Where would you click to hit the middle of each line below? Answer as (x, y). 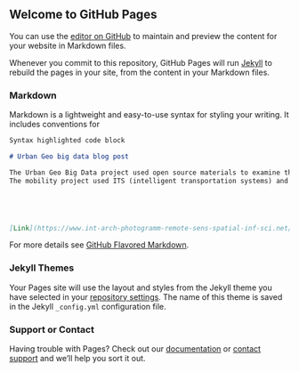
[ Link (19, 228)
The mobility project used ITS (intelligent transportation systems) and (149, 181)
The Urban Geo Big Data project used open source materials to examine (145, 173)
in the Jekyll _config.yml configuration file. (88, 306)
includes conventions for (55, 125)
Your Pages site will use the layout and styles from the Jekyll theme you (141, 287)
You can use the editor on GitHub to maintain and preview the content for (143, 36)
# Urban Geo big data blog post (69, 156)
